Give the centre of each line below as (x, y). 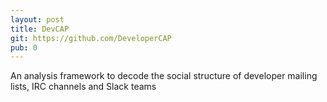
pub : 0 (24, 47)
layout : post (37, 19)
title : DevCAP (40, 29)
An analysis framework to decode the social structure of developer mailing (164, 76)
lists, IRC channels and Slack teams (83, 87)
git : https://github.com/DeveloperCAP (91, 38)
